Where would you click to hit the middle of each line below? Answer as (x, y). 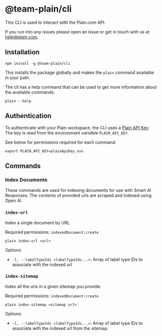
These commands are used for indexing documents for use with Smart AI (78, 190)
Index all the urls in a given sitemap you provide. (53, 286)
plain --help (18, 101)
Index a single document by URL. (38, 222)
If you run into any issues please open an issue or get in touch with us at (77, 32)
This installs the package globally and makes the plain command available (80, 72)
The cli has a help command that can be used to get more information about (81, 87)
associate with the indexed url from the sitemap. (60, 328)
